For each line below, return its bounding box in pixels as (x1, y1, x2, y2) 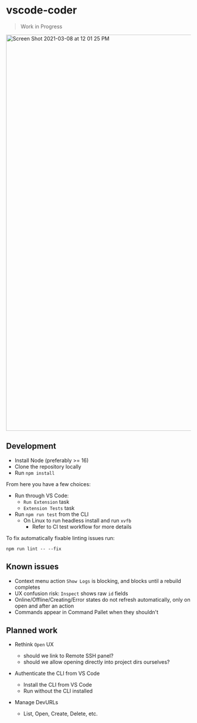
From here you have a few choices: (6, 480, 91, 487)
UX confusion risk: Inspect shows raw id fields (14, 590, 128, 597)
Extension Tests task (23, 504, 75, 511)
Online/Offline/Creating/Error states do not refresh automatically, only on (14, 596, 191, 603)
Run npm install (14, 469, 55, 476)
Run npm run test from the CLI (14, 511, 89, 518)
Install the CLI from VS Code (23, 681, 92, 688)
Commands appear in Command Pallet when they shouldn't (14, 608, 159, 616)
